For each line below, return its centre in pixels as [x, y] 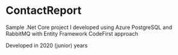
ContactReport [44, 11]
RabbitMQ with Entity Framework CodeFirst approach [72, 33]
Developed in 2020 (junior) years [47, 45]
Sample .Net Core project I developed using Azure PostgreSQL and [89, 27]
